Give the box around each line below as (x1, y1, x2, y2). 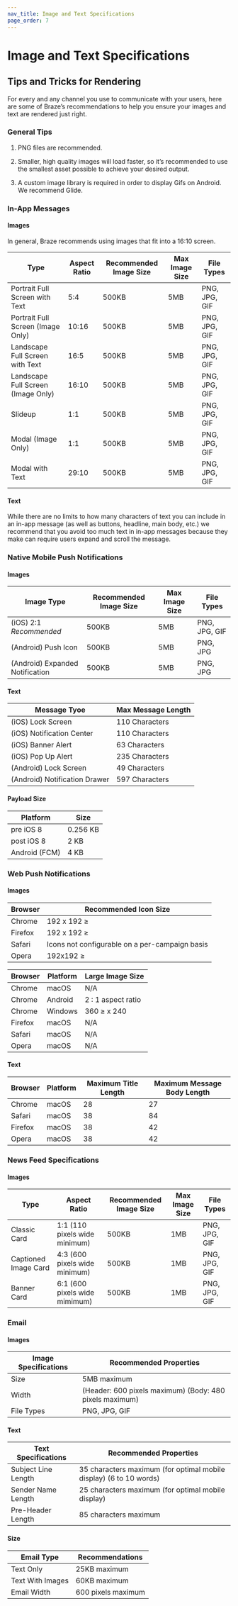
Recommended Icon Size (84, 904, 171, 914)
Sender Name (11, 1485, 57, 1495)
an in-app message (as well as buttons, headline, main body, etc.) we (7, 520, 210, 528)
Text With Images (11, 1576, 69, 1585)
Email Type (21, 1552, 59, 1562)
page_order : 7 (7, 17, 50, 24)
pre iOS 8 (11, 824, 42, 834)
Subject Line (11, 1465, 53, 1475)
